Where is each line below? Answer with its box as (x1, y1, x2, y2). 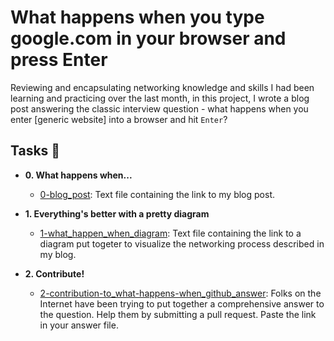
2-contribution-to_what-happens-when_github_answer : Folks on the (39, 287, 322, 299)
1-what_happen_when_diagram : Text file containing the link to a (39, 227, 302, 239)
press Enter (10, 49, 108, 71)
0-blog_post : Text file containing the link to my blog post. (39, 188, 276, 200)
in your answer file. (39, 319, 119, 331)
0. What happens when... (24, 169, 133, 181)
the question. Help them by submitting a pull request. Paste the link (39, 308, 317, 320)
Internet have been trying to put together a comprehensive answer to (39, 297, 325, 310)
